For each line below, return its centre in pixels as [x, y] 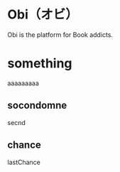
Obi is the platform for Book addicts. [60, 34]
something [40, 64]
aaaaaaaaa [23, 83]
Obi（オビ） [43, 15]
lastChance [24, 162]
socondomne [37, 106]
